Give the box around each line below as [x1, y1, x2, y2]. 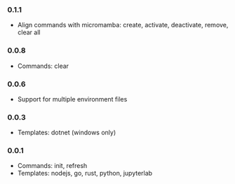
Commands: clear [17, 62, 69, 70]
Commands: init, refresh [17, 162, 88, 170]
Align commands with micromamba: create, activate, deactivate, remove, [17, 21, 229, 29]
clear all [17, 28, 41, 36]
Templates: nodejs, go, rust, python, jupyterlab [17, 169, 153, 178]
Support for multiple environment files [17, 94, 128, 103]
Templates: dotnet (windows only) [17, 128, 116, 137]
